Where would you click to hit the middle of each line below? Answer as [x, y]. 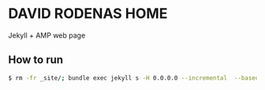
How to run [36, 60]
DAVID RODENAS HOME [88, 14]
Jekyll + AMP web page [47, 35]
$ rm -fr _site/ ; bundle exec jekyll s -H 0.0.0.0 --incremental [118, 78]
